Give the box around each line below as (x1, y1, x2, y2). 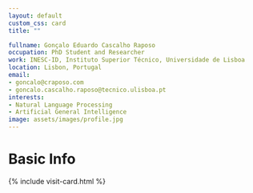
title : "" (8, 26, 42, 34)
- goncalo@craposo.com (8, 78, 84, 86)
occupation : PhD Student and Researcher (8, 49, 146, 57)
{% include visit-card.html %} (8, 176, 106, 186)
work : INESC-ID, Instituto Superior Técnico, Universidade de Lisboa (8, 56, 246, 64)
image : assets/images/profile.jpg (8, 115, 124, 124)
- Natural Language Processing (8, 101, 113, 109)
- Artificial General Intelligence (8, 108, 127, 116)
